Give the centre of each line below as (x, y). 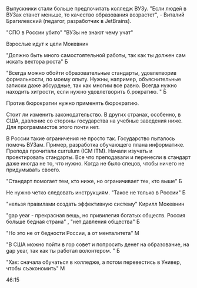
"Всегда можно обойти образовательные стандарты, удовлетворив (91, 73)
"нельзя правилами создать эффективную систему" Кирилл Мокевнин (95, 204)
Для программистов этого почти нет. (53, 127)
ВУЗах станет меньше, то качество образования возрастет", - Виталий (95, 15)
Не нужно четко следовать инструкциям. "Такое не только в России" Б (96, 193)
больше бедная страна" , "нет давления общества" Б (73, 221)
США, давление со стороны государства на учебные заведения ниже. (95, 121)
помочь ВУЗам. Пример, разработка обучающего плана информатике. (95, 145)
